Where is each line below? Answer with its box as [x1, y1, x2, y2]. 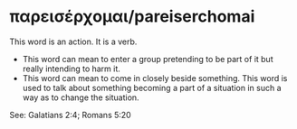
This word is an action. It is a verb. [9, 36, 138, 47]
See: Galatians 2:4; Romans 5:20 [9, 109, 131, 120]
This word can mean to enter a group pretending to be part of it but [22, 53, 273, 64]
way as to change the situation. [22, 92, 139, 103]
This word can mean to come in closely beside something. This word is [22, 72, 288, 83]
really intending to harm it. [22, 63, 120, 74]
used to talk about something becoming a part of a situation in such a [22, 82, 282, 93]
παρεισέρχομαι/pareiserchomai [9, 6, 255, 27]
